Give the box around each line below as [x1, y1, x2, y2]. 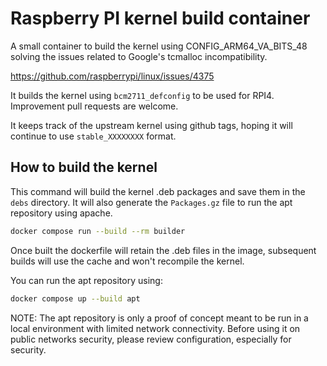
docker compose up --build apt [10, 293, 141, 304]
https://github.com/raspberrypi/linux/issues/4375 [10, 70, 215, 82]
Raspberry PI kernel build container [10, 7, 311, 30]
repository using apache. [10, 207, 113, 219]
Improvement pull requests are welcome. [10, 100, 179, 112]
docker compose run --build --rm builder [10, 226, 186, 236]
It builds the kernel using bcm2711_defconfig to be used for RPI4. [10, 89, 275, 101]
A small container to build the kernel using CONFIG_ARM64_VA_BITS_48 [10, 40, 308, 52]
